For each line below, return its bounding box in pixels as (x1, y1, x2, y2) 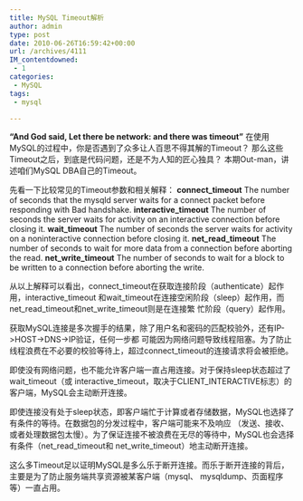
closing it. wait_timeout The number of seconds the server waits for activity (9, 224, 293, 235)
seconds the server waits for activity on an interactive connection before (9, 214, 280, 225)
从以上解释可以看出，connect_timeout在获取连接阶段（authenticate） (9, 281, 269, 292)
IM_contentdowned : (9, 55, 79, 64)
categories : (9, 72, 54, 82)
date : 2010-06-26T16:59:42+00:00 (9, 38, 136, 48)
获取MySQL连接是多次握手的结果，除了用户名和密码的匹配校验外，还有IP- (9, 323, 285, 333)
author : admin (9, 22, 63, 31)
